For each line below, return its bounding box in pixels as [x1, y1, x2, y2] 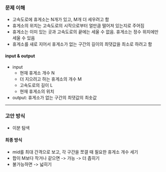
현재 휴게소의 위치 [19, 88, 54, 94]
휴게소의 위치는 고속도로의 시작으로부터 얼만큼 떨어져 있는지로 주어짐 [12, 23, 145, 29]
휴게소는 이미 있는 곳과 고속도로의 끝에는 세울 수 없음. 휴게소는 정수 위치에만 [12, 29, 159, 35]
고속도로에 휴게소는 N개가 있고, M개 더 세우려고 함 [12, 16, 110, 23]
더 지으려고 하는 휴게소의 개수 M [19, 76, 82, 82]
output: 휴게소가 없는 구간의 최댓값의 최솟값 [12, 94, 97, 100]
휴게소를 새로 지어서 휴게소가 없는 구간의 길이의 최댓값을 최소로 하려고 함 [12, 41, 152, 47]
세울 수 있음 [12, 35, 36, 41]
